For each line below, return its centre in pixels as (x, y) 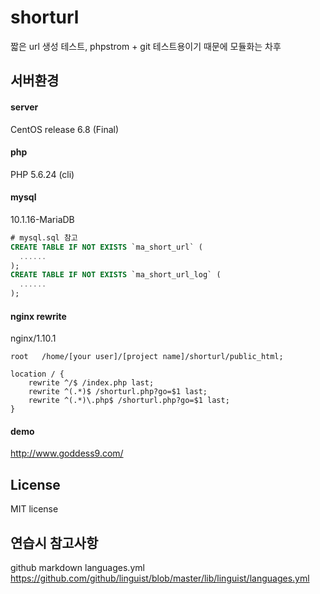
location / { (37, 374)
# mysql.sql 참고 (44, 237)
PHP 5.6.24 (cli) (42, 174)
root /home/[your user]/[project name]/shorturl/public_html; (147, 357)
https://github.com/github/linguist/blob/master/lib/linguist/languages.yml (160, 578)
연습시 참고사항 (54, 542)
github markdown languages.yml (77, 568)
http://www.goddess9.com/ (67, 453)
